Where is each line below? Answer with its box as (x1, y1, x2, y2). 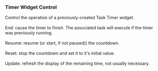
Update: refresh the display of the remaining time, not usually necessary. (5, 60, 150, 66)
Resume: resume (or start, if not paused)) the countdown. (5, 40, 120, 46)
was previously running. (5, 30, 53, 36)
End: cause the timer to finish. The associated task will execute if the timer (5, 25, 153, 31)
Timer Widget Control (5, 4, 57, 11)
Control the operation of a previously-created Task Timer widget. (5, 15, 134, 21)
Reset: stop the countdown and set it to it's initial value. (5, 50, 115, 56)
